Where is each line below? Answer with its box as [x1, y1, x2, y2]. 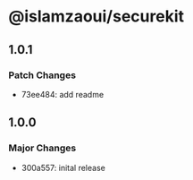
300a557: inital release [21, 162, 106, 173]
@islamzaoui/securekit [8, 6, 185, 27]
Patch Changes [8, 69, 77, 81]
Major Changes [8, 141, 77, 154]
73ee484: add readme [21, 89, 105, 99]
